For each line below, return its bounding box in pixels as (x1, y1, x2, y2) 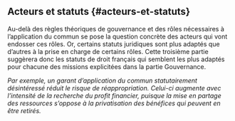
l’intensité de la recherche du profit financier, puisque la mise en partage (7, 91, 222, 100)
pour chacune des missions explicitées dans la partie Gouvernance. (7, 62, 207, 70)
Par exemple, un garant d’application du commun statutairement (7, 76, 198, 85)
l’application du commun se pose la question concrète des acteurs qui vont (7, 32, 228, 41)
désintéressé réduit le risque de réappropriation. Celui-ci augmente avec (7, 83, 221, 92)
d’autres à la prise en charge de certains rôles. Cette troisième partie (7, 47, 209, 56)
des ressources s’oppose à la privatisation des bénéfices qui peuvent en (7, 99, 221, 107)
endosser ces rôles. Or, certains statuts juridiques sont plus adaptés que (7, 39, 220, 48)
